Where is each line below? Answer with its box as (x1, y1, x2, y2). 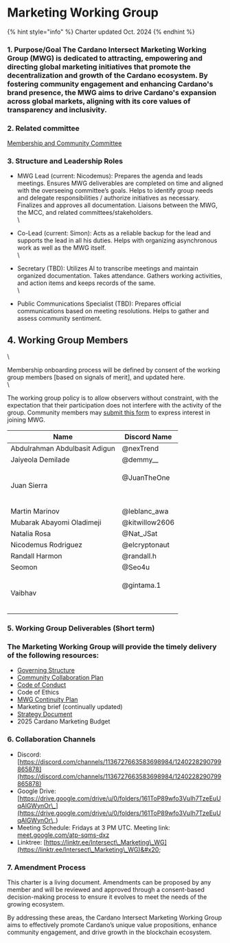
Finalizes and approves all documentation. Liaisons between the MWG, (16, 201, 218, 209)
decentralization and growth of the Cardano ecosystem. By (7, 70, 208, 80)
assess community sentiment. (16, 315, 102, 323)
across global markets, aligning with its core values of (7, 96, 191, 106)
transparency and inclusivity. (7, 105, 108, 114)
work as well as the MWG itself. (16, 244, 106, 252)
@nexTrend (122, 444, 159, 454)
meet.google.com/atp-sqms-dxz (16, 831, 110, 839)
